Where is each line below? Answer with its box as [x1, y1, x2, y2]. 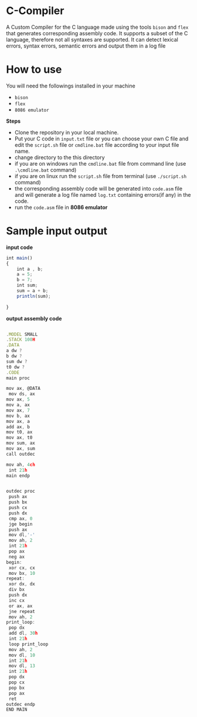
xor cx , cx [8, 565, 35, 571]
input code [6, 244, 33, 251]
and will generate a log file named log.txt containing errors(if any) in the [14, 191, 192, 198]
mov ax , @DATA [6, 386, 41, 392]
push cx [8, 505, 28, 511]
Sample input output [6, 224, 107, 238]
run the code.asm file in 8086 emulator [14, 204, 108, 211]
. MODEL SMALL [6, 331, 38, 337]
